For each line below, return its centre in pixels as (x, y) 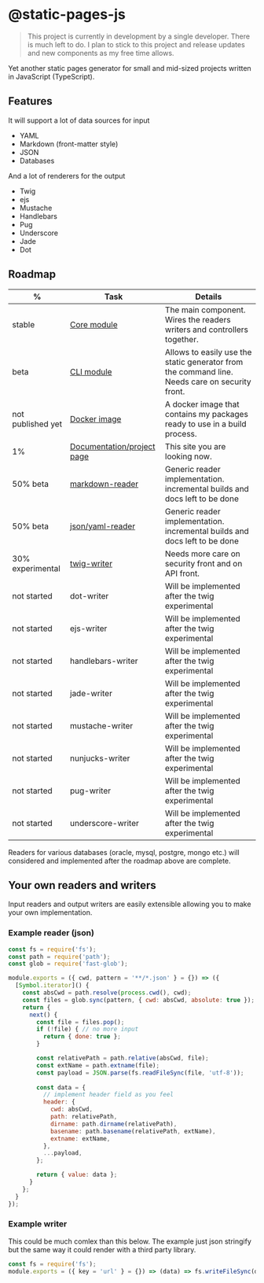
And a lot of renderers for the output (67, 175)
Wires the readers (198, 319)
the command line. (199, 371)
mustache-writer (101, 725)
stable (24, 324)
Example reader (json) (51, 933)
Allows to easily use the (208, 352)
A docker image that (202, 404)
